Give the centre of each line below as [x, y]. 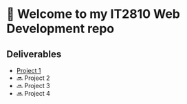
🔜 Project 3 [33, 86]
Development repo [60, 29]
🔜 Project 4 [33, 93]
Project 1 [29, 71]
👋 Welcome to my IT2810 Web [93, 14]
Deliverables [34, 54]
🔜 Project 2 [33, 78]
